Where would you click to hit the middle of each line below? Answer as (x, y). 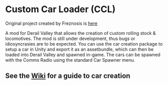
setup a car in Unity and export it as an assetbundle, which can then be (79, 49)
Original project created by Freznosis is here (51, 23)
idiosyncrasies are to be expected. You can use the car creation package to (84, 44)
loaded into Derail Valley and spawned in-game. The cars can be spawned (83, 55)
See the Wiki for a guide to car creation (68, 76)
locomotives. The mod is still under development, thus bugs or (70, 38)
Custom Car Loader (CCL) (60, 9)
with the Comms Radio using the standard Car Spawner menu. (70, 60)
